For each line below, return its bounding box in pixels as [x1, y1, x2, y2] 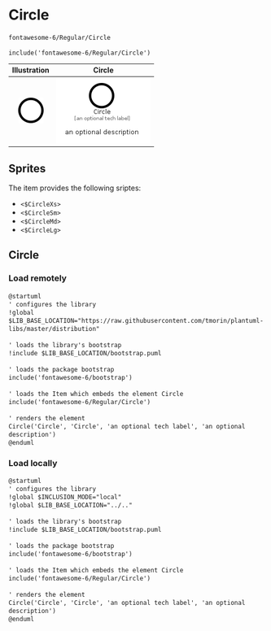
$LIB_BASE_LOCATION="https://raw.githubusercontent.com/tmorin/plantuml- [8, 316, 264, 324]
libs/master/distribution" [8, 324, 100, 333]
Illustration [11, 65, 50, 75]
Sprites [8, 161, 46, 176]
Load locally [8, 457, 58, 468]
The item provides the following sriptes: [8, 183, 142, 193]
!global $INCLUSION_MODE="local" [8, 493, 122, 501]
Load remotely [8, 272, 68, 284]
